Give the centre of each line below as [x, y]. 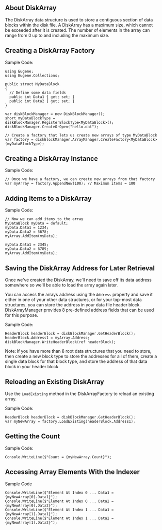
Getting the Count [32, 436]
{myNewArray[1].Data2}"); [31, 522]
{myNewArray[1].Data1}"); [31, 514]
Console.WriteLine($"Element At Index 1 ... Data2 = [59, 518]
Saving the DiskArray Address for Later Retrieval [80, 268]
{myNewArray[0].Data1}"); [31, 497]
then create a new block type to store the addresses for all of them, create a [81, 356]
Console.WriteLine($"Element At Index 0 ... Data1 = [59, 492]
